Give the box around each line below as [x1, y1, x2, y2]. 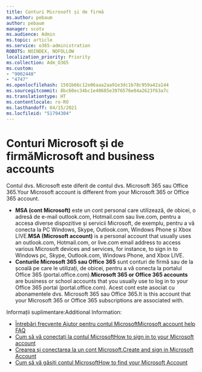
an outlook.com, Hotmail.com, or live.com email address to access [15, 239, 181, 246]
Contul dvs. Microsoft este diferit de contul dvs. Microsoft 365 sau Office [6, 182, 189, 190]
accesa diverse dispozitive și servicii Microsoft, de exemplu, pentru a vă [15, 219, 195, 227]
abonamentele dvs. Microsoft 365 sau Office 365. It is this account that [15, 290, 191, 297]
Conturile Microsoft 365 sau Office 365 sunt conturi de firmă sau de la [15, 258, 194, 265]
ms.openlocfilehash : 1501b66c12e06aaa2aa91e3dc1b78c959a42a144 [6, 82, 169, 88]
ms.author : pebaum [6, 15, 53, 21]
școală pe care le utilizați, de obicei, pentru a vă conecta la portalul [15, 265, 183, 272]
